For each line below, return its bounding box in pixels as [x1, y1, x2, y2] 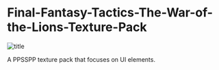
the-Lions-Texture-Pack [7, 19, 147, 35]
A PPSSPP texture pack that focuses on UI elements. [7, 55, 156, 63]
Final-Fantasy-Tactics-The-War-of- [7, 5, 214, 21]
